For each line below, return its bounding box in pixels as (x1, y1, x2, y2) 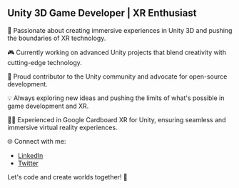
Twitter (17, 159, 39, 167)
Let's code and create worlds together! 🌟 (7, 172, 128, 181)
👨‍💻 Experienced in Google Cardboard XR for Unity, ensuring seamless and (7, 115, 226, 124)
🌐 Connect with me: (7, 137, 66, 145)
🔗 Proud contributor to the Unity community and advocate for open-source (7, 72, 228, 81)
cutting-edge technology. (7, 58, 82, 66)
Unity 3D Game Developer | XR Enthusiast (7, 7, 197, 19)
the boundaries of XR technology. (7, 34, 106, 42)
